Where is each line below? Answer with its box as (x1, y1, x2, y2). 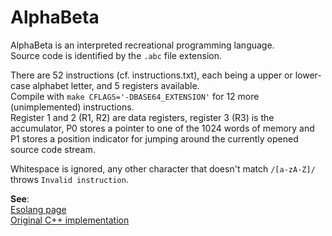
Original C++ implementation (10, 214, 130, 226)
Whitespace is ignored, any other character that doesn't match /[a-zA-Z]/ (10, 162, 316, 175)
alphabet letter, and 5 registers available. (32, 79, 200, 91)
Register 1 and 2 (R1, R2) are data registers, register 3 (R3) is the (10, 111, 275, 123)
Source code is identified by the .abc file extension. (10, 49, 223, 61)
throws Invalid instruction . (10, 173, 129, 185)
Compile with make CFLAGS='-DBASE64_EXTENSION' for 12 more (10, 90, 260, 102)
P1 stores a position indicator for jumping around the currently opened (10, 132, 299, 145)
